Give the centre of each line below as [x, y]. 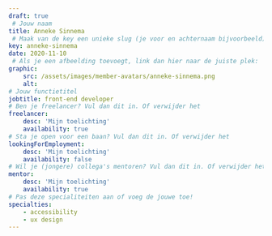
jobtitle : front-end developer [61, 99]
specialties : [30, 204]
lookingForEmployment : [47, 144]
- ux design [43, 220]
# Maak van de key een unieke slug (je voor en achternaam [114, 39]
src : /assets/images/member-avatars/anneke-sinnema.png [119, 76]
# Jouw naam [32, 24]
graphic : [23, 69]
